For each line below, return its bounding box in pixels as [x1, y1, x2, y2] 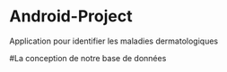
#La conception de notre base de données [9, 52, 167, 63]
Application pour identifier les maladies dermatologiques [9, 36, 218, 46]
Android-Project [9, 6, 133, 27]
